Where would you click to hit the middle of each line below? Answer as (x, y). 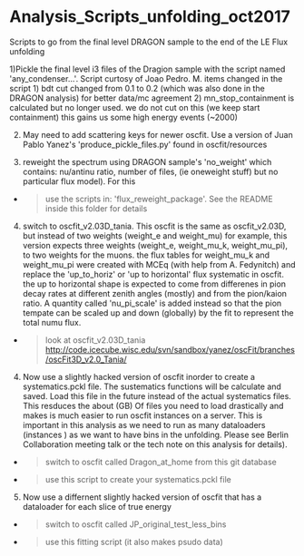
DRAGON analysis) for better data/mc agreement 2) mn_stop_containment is (152, 98)
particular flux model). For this (79, 181)
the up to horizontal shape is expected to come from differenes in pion (154, 284)
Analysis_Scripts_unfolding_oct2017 (150, 17)
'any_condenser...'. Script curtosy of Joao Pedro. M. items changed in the (146, 78)
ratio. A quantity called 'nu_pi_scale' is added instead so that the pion (152, 303)
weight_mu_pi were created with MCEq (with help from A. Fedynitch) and (159, 264)
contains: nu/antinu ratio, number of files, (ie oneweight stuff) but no (150, 171)
